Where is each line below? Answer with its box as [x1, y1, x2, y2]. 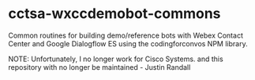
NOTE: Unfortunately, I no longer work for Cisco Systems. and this [8, 54, 223, 64]
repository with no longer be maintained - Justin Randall [8, 62, 191, 71]
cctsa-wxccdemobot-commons [8, 5, 221, 23]
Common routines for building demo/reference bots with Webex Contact [8, 31, 243, 40]
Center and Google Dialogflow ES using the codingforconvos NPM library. [8, 38, 248, 48]
